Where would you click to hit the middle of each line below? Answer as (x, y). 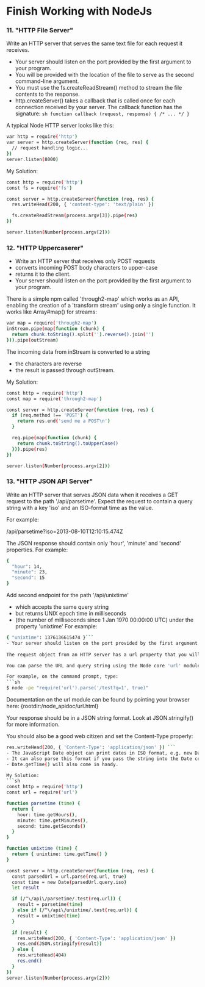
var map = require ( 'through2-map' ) (52, 323)
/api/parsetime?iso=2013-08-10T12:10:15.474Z (65, 531)
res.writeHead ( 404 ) (42, 955)
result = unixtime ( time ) (49, 916)
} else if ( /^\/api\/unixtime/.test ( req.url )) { (75, 910)
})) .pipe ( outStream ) (33, 340)
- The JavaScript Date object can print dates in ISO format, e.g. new (99, 753)
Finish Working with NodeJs (79, 11)
